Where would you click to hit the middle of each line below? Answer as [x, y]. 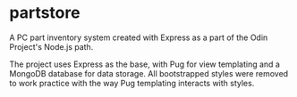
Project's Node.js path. [51, 46]
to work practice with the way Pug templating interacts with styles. [132, 83]
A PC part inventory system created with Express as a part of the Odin [139, 37]
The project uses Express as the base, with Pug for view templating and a [144, 64]
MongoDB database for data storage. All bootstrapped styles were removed [149, 73]
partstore [45, 13]
